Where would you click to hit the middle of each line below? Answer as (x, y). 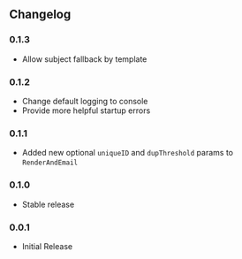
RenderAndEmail (50, 163)
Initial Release (47, 246)
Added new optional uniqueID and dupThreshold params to (128, 153)
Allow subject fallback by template (84, 59)
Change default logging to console (85, 101)
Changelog (40, 15)
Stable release (48, 204)
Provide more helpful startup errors (86, 110)
